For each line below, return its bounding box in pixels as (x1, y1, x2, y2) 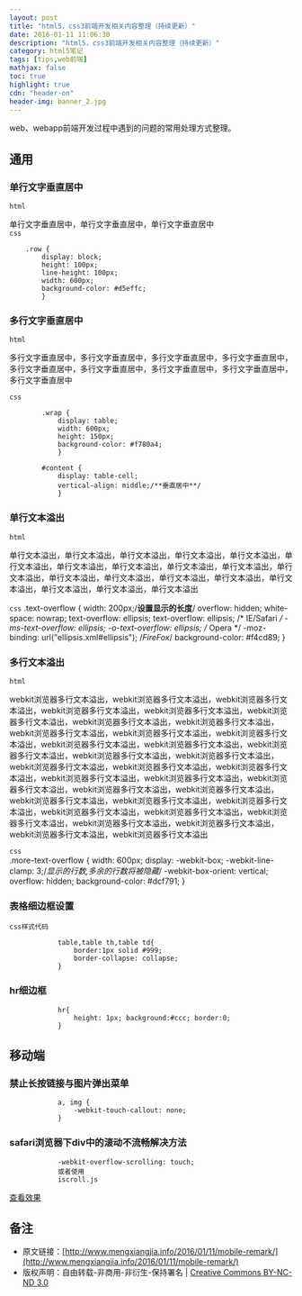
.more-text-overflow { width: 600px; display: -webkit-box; (9, 855, 225, 866)
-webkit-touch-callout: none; (73, 1106, 187, 1115)
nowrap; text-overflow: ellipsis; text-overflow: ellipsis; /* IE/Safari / (36, 612, 283, 623)
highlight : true (9, 80, 70, 89)
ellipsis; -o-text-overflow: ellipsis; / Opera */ (77, 622, 241, 633)
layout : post (9, 13, 58, 23)
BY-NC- (262, 1267, 293, 1278)
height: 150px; (57, 432, 115, 441)
